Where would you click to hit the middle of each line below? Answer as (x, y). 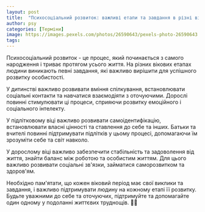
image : (15, 35)
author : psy (21, 23)
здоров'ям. (21, 171)
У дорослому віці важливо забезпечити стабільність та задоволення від (100, 152)
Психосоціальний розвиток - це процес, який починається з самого (95, 58)
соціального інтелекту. (36, 108)
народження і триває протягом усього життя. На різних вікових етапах (99, 64)
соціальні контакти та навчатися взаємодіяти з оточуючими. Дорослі (97, 96)
